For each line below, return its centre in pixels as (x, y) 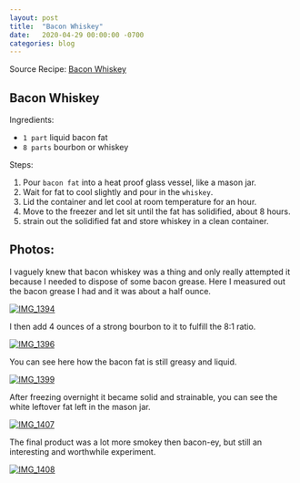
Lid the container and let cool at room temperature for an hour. (140, 202)
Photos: (32, 250)
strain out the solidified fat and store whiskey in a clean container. (145, 221)
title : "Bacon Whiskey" (56, 26)
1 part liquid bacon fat (65, 138)
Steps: (21, 165)
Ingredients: (32, 120)
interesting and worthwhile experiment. (83, 451)
